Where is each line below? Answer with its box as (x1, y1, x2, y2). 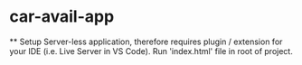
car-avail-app (9, 6, 115, 27)
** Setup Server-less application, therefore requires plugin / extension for (9, 36, 283, 47)
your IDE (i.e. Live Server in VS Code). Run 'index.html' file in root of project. (9, 45, 294, 56)
